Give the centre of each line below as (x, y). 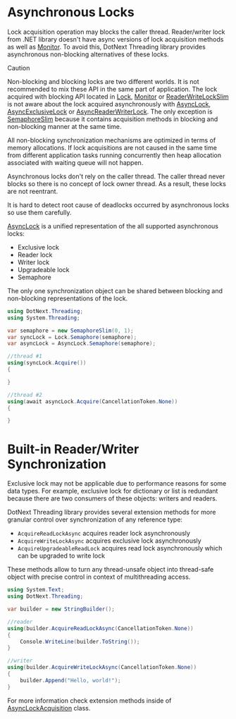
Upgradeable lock (43, 269)
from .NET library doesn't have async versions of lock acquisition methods (116, 39)
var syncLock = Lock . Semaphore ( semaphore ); (72, 337)
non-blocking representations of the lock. (68, 298)
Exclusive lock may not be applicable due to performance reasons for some (117, 484)
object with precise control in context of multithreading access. (99, 577)
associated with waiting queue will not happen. (75, 162)
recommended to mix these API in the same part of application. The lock (112, 89)
